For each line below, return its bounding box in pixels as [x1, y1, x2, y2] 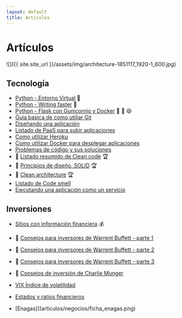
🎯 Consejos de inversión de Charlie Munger [15, 269, 124, 277]
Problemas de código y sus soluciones [15, 146, 112, 154]
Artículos [6, 41, 54, 55]
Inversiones [6, 204, 52, 214]
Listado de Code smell [15, 180, 71, 187]
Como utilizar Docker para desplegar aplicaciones [15, 140, 140, 147]
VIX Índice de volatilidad [15, 282, 76, 289]
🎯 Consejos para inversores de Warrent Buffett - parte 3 [15, 258, 155, 265]
